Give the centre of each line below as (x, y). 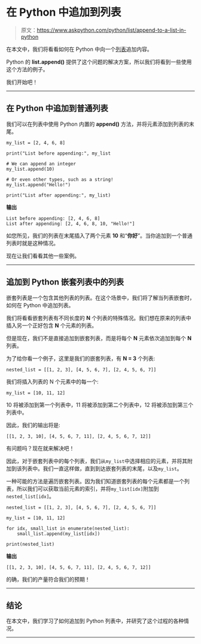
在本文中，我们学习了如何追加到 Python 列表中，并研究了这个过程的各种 (95, 621)
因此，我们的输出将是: (33, 425)
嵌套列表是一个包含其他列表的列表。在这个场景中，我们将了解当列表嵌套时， (100, 298)
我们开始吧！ (22, 82)
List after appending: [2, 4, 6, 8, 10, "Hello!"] (71, 223)
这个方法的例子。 (27, 69)
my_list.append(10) (31, 169)
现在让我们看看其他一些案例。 (43, 256)
